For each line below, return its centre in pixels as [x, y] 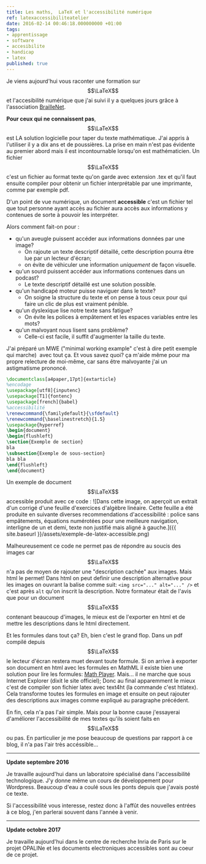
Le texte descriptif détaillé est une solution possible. [90, 284]
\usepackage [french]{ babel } [42, 402]
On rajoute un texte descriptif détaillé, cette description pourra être [109, 251]
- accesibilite [26, 47]
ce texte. [17, 794]
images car [21, 552]
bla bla [16, 459]
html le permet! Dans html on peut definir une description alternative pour [99, 578]
